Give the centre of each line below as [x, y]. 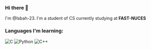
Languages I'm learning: [34, 31]
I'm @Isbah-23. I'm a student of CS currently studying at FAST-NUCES [75, 18]
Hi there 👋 [17, 8]
